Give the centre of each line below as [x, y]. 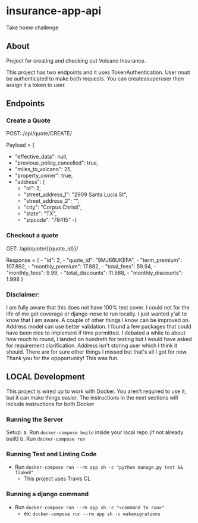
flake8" [24, 473]
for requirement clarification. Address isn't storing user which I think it [92, 346]
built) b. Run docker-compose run [46, 439]
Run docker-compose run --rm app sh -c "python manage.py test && [99, 467]
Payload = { [20, 145]
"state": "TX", [40, 213]
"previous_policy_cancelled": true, [56, 163]
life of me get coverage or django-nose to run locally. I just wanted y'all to [97, 314]
